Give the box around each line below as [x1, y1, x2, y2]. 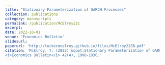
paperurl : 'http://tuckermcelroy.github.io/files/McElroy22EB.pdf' [5, 43, 146, 48]
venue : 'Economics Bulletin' [5, 35, 65, 40]
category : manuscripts [5, 16, 52, 21]
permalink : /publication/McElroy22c [5, 21, 80, 26]
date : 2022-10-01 [5, 30, 41, 35]
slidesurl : [5, 39, 27, 44]
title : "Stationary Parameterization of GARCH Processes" [5, 7, 126, 12]
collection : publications [5, 12, 58, 17]
